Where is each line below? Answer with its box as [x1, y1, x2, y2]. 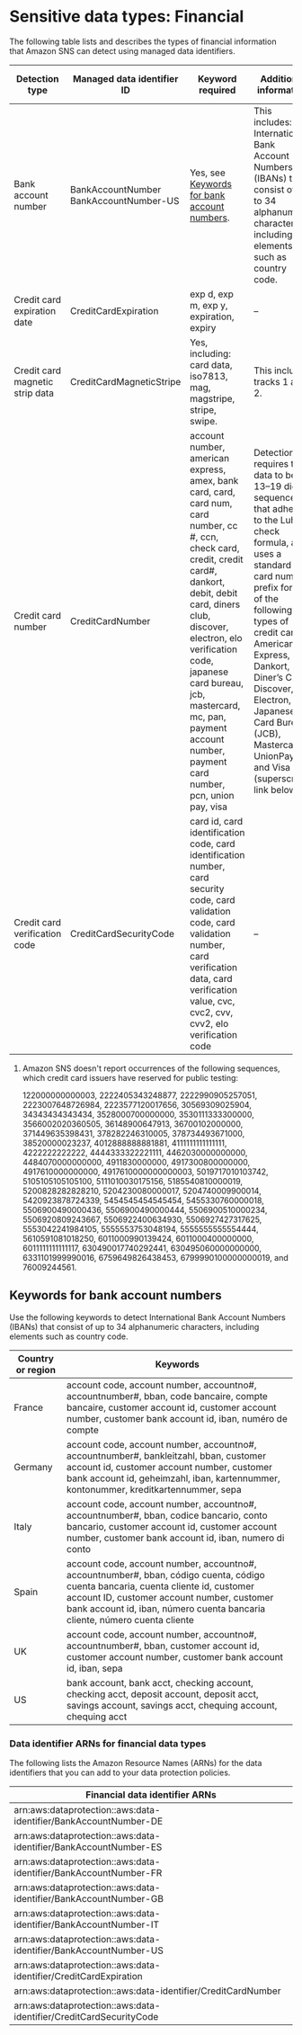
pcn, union [190, 789, 235, 801]
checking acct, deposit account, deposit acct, [66, 1688, 259, 1700]
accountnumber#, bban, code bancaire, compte [66, 1389, 268, 1402]
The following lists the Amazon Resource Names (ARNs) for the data [9, 1758, 262, 1769]
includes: [253, 115, 292, 128]
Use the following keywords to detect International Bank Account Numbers [9, 1311, 286, 1323]
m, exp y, [190, 299, 228, 311]
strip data [13, 387, 54, 399]
